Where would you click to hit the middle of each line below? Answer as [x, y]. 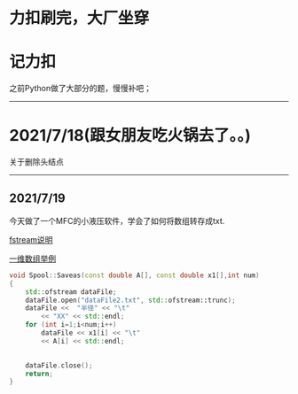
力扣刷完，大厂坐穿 [79, 18]
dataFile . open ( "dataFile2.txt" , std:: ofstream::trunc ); [131, 300]
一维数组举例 [32, 259]
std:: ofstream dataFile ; [71, 292]
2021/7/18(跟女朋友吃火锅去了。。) [130, 136]
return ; [39, 374]
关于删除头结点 [36, 162]
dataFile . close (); [59, 365]
